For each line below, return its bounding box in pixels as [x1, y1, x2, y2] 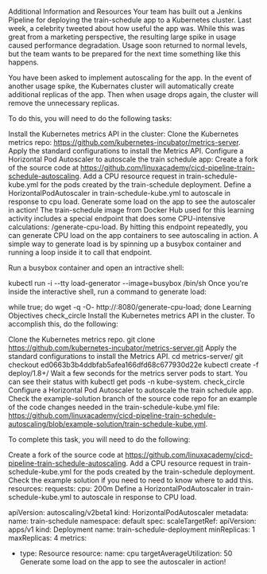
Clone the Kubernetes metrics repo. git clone [8, 334, 156, 344]
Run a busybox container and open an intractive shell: [8, 263, 184, 272]
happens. [8, 57, 40, 67]
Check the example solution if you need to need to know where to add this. [8, 475, 254, 485]
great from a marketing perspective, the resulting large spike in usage [8, 32, 237, 41]
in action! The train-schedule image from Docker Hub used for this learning [8, 205, 254, 214]
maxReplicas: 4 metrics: [8, 533, 87, 542]
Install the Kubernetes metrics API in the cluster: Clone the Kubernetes [8, 129, 239, 139]
